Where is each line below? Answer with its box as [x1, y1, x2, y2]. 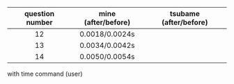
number [26, 17, 54, 27]
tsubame [169, 9, 200, 18]
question [24, 9, 54, 18]
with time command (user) [7, 69, 83, 78]
